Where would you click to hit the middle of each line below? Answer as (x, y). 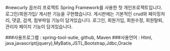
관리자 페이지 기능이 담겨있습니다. (39, 27)
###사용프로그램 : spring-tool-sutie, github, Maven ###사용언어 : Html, (79, 37)
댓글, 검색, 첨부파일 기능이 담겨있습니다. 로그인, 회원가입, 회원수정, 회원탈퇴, (88, 20)
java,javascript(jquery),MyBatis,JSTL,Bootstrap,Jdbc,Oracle (69, 43)
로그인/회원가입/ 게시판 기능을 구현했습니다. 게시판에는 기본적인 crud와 (76, 14)
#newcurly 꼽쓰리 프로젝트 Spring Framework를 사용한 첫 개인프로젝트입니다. (84, 7)
